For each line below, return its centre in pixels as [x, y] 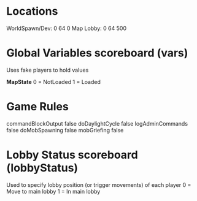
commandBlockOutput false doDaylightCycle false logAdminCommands [97, 123]
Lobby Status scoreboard [72, 155]
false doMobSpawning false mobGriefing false [65, 130]
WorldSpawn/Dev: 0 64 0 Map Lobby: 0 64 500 [67, 28]
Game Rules [37, 107]
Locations [32, 11]
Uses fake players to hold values [48, 70]
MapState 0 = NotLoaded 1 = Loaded [54, 82]
